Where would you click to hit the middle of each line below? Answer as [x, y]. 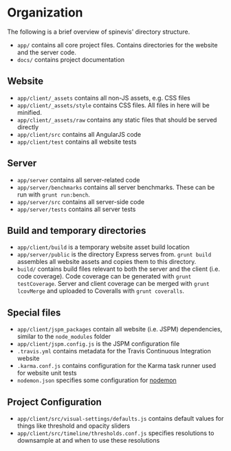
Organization [45, 13]
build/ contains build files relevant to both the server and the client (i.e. [118, 269]
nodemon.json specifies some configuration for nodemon [97, 380]
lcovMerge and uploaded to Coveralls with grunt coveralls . [100, 291]
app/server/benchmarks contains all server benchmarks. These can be [116, 187]
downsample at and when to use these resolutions [88, 440]
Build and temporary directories [77, 231]
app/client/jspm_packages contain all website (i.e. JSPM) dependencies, [120, 329]
